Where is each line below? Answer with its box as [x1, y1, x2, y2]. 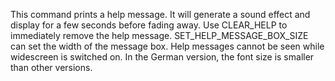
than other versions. [10, 62, 93, 73]
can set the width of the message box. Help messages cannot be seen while [10, 40, 325, 52]
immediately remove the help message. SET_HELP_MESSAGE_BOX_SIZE [10, 30, 309, 41]
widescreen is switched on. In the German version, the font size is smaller [10, 51, 315, 63]
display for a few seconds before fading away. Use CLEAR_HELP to [10, 19, 288, 31]
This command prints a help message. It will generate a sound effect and [10, 9, 311, 20]
